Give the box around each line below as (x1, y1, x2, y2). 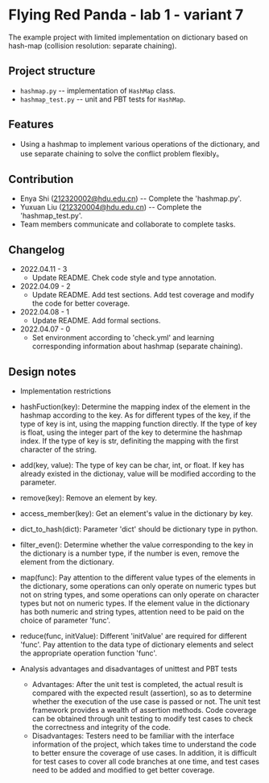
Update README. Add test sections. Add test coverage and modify (31, 290, 255, 300)
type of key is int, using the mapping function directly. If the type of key (19, 419, 258, 428)
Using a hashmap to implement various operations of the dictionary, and (19, 139, 260, 148)
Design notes (8, 364, 77, 378)
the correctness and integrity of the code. (31, 723, 171, 731)
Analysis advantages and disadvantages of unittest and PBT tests (19, 664, 238, 673)
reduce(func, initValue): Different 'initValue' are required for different (19, 631, 247, 640)
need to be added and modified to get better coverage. (31, 765, 215, 775)
